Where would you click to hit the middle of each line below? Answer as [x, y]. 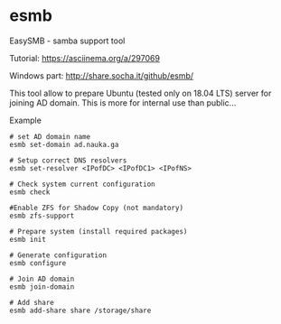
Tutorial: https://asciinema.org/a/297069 [85, 58]
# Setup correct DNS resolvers [68, 160]
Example [26, 120]
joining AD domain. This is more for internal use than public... [123, 102]
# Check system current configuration [82, 184]
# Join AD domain [42, 279]
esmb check [30, 192]
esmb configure [38, 263]
